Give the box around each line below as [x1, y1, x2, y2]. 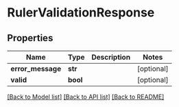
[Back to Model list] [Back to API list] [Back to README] [7, 93, 165, 101]
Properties [7, 32, 53, 44]
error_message [10, 64, 62, 73]
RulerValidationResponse [7, 5, 155, 21]
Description [91, 53, 131, 62]
